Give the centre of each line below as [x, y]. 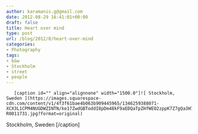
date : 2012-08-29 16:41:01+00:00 [47, 17]
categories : [21, 45]
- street [17, 72]
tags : [13, 55]
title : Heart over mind [35, 28]
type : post [19, 33]
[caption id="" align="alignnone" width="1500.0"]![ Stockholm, [95, 93]
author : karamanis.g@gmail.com [44, 11]
